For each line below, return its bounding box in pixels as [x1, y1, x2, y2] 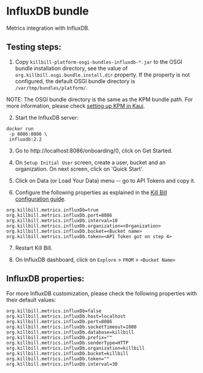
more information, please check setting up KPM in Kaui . [6, 102, 145, 109]
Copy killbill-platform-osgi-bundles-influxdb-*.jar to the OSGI [15, 58, 183, 65]
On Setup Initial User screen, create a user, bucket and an [15, 159, 165, 166]
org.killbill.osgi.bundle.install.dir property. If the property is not [15, 71, 190, 78]
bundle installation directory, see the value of [15, 64, 128, 72]
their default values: [6, 296, 56, 303]
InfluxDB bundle [6, 4, 89, 18]
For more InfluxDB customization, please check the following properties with [6, 290, 197, 297]
